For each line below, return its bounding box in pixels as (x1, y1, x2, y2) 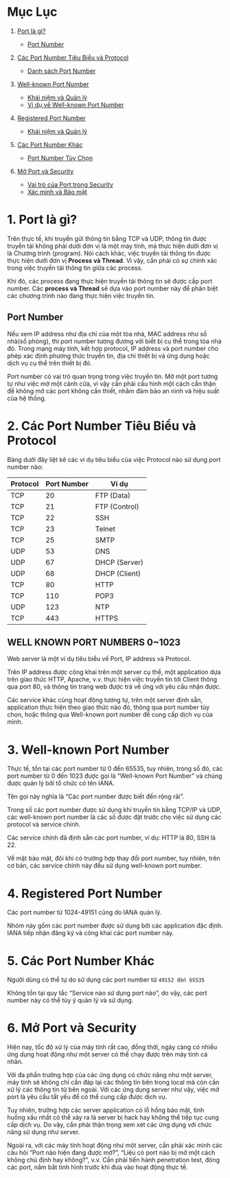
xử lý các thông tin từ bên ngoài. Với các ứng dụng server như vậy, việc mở (7, 1085, 220, 1094)
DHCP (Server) (95, 557, 144, 567)
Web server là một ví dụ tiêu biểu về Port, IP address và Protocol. (7, 655, 191, 663)
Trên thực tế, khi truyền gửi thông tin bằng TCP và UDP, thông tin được (7, 234, 207, 242)
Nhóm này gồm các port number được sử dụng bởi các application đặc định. (7, 921, 223, 930)
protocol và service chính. (7, 820, 81, 829)
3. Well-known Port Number (7, 742, 170, 757)
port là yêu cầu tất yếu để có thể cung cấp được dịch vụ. (7, 1093, 168, 1101)
